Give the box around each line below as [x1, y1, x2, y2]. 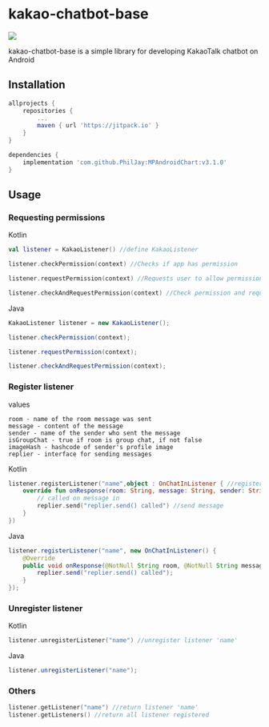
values [8, 400, 30, 409]
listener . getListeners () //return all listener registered [8, 711, 210, 719]
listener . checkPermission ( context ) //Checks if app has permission [8, 260, 239, 268]
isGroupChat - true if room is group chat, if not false [8, 436, 203, 444]
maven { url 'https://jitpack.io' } [37, 122, 159, 130]
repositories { [22, 106, 74, 114]
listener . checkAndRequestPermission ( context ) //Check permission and [8, 289, 246, 297]
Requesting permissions [8, 211, 106, 223]
